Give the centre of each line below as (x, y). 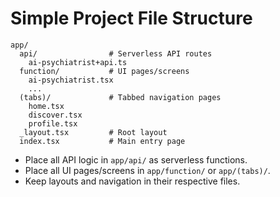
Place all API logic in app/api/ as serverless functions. (136, 159)
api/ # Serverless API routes (116, 53)
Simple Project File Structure (131, 18)
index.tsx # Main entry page (102, 141)
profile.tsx (53, 123)
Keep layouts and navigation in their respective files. (132, 181)
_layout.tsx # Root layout (93, 132)
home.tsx (46, 106)
